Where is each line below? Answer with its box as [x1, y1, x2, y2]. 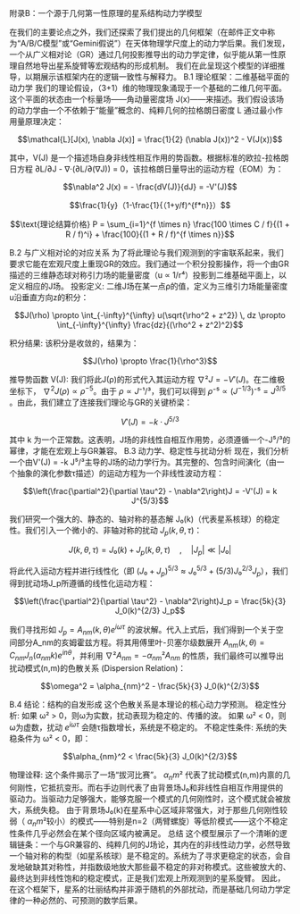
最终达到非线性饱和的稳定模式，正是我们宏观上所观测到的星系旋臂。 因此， [9, 873, 286, 884]
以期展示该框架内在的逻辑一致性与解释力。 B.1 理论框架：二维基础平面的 [24, 71, 290, 82]
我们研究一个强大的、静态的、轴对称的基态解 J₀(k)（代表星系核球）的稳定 [9, 514, 280, 524]
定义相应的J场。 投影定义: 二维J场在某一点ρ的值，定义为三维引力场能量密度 [9, 281, 288, 291]
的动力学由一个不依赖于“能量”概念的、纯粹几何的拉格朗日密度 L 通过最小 [9, 105, 276, 115]
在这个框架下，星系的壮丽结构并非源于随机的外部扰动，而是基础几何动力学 [9, 884, 283, 895]
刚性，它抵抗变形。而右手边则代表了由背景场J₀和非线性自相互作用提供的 [16, 782, 284, 792]
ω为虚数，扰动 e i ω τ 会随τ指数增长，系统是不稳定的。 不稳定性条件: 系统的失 [9, 720, 287, 733]
